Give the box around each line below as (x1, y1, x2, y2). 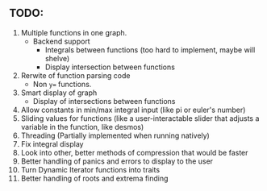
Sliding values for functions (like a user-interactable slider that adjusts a (20, 113, 260, 123)
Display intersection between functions (44, 62, 176, 72)
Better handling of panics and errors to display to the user (20, 156, 213, 166)
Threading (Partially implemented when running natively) (20, 131, 211, 140)
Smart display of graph (20, 88, 98, 98)
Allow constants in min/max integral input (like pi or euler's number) (20, 105, 246, 114)
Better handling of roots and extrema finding (20, 173, 169, 183)
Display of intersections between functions (32, 96, 176, 106)
